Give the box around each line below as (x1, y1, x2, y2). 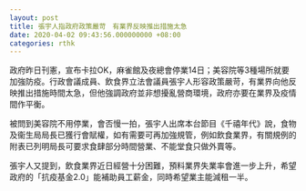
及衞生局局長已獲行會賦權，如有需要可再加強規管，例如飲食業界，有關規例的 (9, 129, 297, 141)
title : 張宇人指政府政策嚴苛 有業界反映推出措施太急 (9, 22, 188, 31)
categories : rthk (9, 38, 76, 48)
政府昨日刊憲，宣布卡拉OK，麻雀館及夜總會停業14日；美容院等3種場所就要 (9, 65, 290, 75)
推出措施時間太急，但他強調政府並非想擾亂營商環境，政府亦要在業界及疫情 (16, 87, 297, 98)
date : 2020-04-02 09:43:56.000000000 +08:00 (9, 30, 181, 39)
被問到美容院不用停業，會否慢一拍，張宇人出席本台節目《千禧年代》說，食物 (9, 118, 297, 129)
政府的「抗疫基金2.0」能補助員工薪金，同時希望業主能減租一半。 (9, 172, 253, 183)
